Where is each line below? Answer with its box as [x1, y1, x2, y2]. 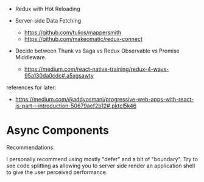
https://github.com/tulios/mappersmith [24, 29, 122, 36]
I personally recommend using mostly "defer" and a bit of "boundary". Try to [6, 155, 198, 162]
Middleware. [15, 54, 47, 60]
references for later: [6, 84, 57, 91]
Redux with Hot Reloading [15, 5, 80, 12]
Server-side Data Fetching [15, 17, 82, 24]
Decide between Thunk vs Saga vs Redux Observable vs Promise [15, 47, 180, 54]
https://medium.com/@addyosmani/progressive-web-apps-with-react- [15, 96, 194, 103]
